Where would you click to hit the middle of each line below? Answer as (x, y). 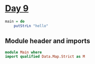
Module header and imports (47, 41)
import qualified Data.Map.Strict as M (45, 57)
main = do (15, 21)
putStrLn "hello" (31, 26)
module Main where (23, 52)
